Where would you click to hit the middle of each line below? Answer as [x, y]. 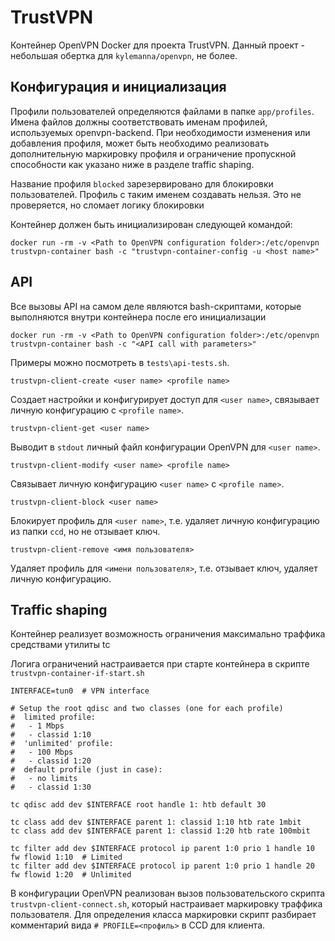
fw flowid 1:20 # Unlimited [71, 875]
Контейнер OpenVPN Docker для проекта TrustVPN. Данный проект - [157, 45]
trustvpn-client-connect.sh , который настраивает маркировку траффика [166, 904]
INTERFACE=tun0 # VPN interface [80, 691]
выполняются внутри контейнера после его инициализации [138, 317]
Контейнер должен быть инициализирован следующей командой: [151, 224]
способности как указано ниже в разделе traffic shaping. [132, 164]
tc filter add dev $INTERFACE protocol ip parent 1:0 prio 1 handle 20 [162, 866]
